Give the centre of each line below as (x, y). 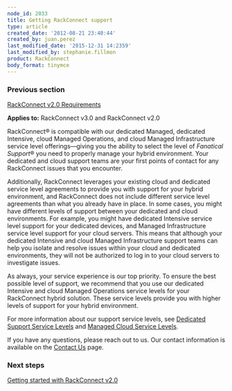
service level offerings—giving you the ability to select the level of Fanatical (115, 146)
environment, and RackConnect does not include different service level (108, 196)
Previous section (36, 89)
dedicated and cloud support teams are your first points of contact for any (113, 161)
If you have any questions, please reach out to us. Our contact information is (116, 340)
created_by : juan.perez (42, 40)
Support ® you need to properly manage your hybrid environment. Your (108, 153)
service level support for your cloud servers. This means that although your (115, 233)
